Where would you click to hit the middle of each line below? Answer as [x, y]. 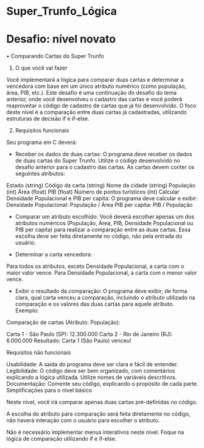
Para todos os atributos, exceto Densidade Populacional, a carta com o [95, 266]
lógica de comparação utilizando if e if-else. [62, 439]
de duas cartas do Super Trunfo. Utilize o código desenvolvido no [98, 161]
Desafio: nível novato [61, 39]
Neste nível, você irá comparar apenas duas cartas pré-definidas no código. [102, 402]
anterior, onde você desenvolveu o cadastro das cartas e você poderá [94, 99]
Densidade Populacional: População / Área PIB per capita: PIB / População [100, 205]
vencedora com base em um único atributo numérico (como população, [97, 86]
